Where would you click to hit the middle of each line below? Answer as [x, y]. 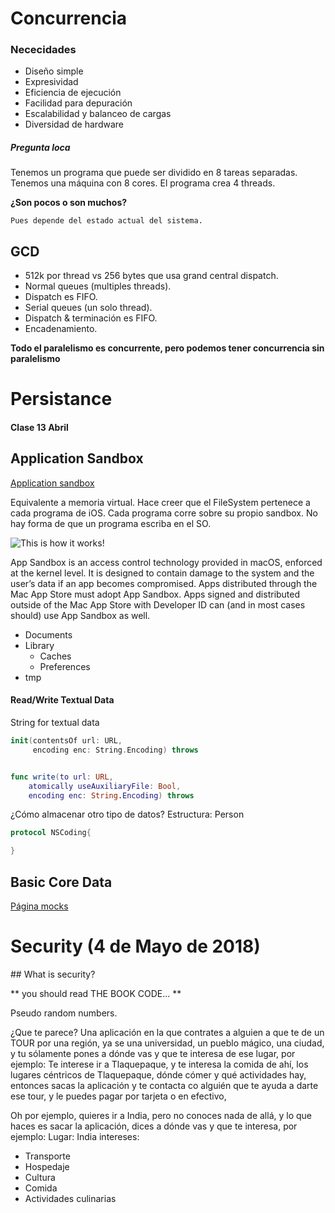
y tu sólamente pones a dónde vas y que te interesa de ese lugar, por [153, 1053]
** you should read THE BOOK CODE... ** [96, 993]
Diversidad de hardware [74, 124]
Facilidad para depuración [78, 103]
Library [39, 645]
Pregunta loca [40, 148]
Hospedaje [47, 1166]
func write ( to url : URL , [62, 777]
